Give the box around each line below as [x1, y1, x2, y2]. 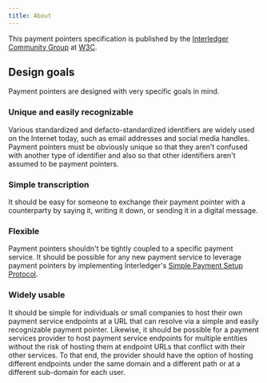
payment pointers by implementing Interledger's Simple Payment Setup [8, 261, 244, 271]
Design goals [8, 66, 75, 79]
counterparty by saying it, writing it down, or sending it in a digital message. [8, 206, 258, 216]
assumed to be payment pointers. [8, 159, 119, 168]
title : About [8, 11, 52, 20]
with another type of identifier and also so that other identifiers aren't [8, 150, 236, 160]
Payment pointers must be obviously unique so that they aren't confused [8, 142, 248, 151]
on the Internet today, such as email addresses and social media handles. [8, 133, 250, 143]
